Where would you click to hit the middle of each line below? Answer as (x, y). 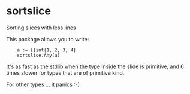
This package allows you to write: (48, 39)
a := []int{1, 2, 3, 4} (47, 50)
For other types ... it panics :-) (43, 84)
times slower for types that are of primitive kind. (65, 72)
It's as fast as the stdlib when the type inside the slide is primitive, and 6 (95, 66)
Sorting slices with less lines (41, 28)
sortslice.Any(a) (39, 55)
